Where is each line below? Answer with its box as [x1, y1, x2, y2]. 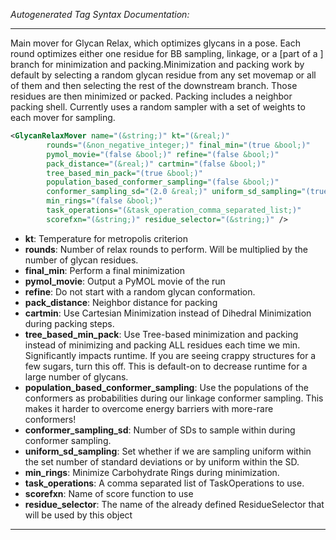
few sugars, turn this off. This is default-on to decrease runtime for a [24, 360, 308, 372]
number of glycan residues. [24, 254, 139, 266]
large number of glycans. [24, 370, 129, 383]
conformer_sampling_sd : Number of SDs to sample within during [24, 424, 296, 436]
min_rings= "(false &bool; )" [46, 196, 163, 206]
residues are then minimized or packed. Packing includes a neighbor [10, 90, 293, 102]
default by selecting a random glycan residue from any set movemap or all [10, 69, 317, 81]
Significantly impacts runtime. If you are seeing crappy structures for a [24, 349, 317, 361]
